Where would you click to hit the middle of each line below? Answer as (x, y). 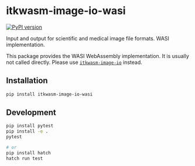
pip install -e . (27, 131)
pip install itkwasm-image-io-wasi (49, 94)
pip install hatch (28, 153)
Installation (27, 81)
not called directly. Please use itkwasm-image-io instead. (74, 62)
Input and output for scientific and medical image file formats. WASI (88, 38)
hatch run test (25, 158)
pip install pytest (30, 126)
